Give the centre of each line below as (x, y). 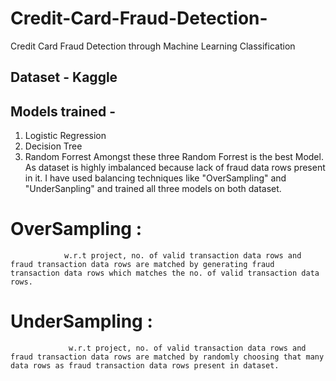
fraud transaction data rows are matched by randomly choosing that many (167, 357)
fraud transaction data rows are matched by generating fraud (142, 265)
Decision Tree (53, 146)
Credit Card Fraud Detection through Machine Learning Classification (153, 46)
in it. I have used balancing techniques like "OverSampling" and (155, 178)
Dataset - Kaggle (64, 77)
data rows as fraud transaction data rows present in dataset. (145, 366)
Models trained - (63, 111)
